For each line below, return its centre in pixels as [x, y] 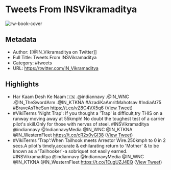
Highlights [22, 84]
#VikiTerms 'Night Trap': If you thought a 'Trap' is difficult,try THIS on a [88, 113]
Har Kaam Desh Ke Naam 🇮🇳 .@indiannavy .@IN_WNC [71, 96]
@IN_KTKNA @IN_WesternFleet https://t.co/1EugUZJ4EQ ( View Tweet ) [87, 162]
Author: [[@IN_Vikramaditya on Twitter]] [55, 52]
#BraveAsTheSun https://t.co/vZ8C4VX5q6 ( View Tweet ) [72, 108]
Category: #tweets [32, 63]
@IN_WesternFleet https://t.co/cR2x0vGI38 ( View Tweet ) [73, 135]
